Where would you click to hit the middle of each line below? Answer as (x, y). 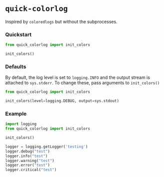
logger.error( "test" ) (28, 165)
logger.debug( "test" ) (28, 151)
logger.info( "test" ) (27, 156)
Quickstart (18, 34)
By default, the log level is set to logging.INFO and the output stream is (78, 78)
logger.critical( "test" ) (31, 170)
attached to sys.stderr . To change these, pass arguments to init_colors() (82, 83)
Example (16, 114)
